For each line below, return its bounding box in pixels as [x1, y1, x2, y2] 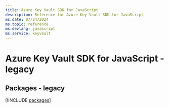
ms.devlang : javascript [5, 26, 56, 31]
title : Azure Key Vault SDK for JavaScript [5, 7, 99, 13]
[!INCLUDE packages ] [5, 97, 51, 103]
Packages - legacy [5, 84, 65, 92]
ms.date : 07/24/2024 [5, 17, 49, 22]
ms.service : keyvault [5, 31, 51, 36]
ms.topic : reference [5, 21, 49, 27]
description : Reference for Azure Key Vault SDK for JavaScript [5, 12, 144, 17]
